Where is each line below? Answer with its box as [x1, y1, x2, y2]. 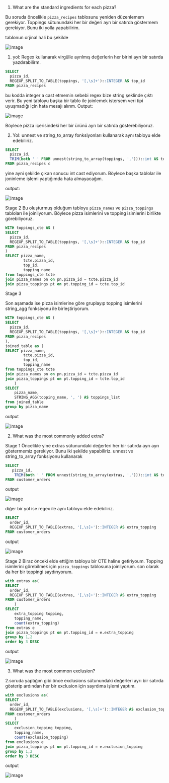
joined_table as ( [5, 343, 44, 349]
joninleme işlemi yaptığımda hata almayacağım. [5, 176, 103, 182]
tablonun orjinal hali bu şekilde [5, 35, 69, 40]
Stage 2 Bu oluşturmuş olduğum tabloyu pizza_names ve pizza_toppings [5, 205, 153, 211]
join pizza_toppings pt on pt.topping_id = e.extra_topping [5, 630, 134, 635]
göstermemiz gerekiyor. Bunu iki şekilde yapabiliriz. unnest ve [5, 448, 133, 454]
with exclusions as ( [5, 693, 49, 698]
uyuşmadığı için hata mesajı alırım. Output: [5, 103, 93, 109]
